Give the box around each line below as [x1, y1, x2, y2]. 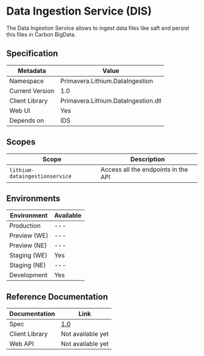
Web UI [9, 106, 30, 115]
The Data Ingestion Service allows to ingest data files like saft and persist [6, 24, 189, 32]
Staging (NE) [9, 261, 46, 270]
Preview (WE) [9, 231, 49, 240]
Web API [9, 340, 34, 348]
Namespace [9, 77, 44, 85]
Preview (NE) [9, 241, 47, 250]
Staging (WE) [9, 251, 47, 259]
